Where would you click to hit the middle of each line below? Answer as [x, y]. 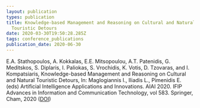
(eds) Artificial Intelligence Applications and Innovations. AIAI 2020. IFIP [94, 86]
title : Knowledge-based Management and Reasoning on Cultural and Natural [101, 22]
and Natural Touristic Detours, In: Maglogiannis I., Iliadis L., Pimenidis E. [94, 80]
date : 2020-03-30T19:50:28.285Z [46, 34]
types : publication [30, 17]
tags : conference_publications [45, 39]
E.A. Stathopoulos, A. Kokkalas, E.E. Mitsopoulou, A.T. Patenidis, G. [88, 61]
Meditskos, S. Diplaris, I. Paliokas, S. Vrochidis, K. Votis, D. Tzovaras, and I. [98, 67]
